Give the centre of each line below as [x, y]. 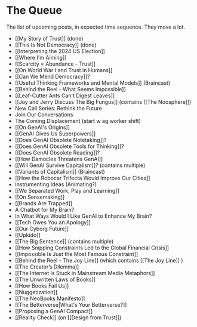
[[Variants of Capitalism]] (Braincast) [60, 171]
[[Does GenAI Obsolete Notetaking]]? [61, 140]
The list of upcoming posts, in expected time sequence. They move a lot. [96, 27]
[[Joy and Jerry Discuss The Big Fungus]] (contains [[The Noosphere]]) [103, 101]
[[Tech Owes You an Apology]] [53, 222]
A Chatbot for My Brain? [44, 209]
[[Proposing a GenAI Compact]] [54, 311]
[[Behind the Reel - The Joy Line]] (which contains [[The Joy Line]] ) [99, 260]
